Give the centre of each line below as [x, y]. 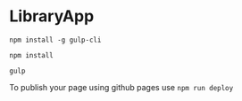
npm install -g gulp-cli [55, 40]
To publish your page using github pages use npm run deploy [121, 87]
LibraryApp [52, 16]
